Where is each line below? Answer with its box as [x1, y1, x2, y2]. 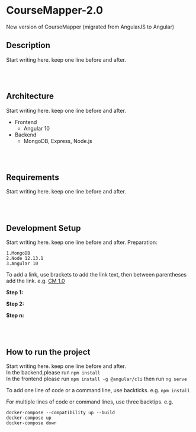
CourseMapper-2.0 [6, 4, 104, 17]
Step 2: [6, 300, 25, 307]
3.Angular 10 [6, 261, 38, 267]
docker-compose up [6, 415, 52, 421]
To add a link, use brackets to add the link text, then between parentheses [6, 271, 187, 278]
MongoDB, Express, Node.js [23, 137, 93, 144]
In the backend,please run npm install [6, 369, 101, 376]
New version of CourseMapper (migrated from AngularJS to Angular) [6, 23, 175, 30]
